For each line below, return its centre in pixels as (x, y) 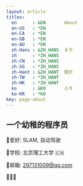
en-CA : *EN (29, 34)
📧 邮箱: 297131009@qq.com (39, 165)
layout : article (26, 12)
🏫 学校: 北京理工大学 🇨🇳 (35, 153)
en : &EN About (44, 22)
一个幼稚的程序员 (37, 125)
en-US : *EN (29, 28)
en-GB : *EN (29, 39)
